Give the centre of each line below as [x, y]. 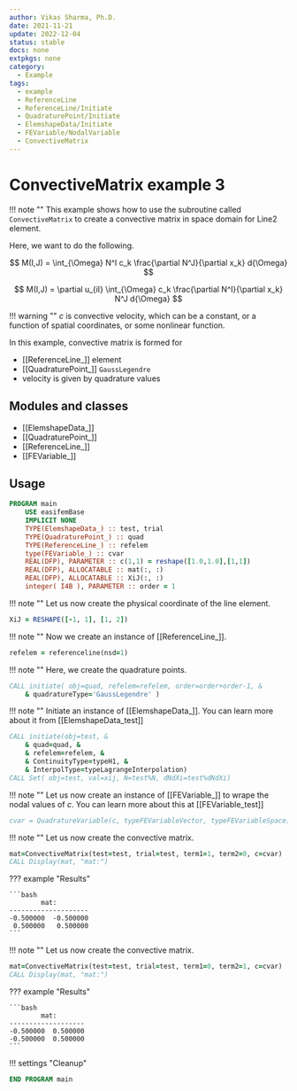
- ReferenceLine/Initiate [65, 108]
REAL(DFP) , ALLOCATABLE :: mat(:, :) [95, 570]
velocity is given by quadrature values [91, 378]
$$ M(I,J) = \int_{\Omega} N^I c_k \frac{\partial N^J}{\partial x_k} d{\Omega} [148, 262]
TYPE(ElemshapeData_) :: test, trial [95, 528]
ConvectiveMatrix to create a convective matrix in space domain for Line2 [143, 219]
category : [27, 67]
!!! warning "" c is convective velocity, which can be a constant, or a [133, 316]
